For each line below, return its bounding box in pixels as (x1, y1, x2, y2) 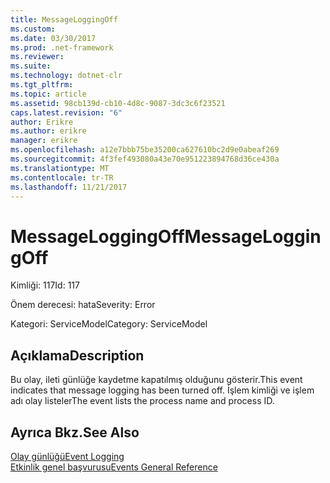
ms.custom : (10, 24, 56, 34)
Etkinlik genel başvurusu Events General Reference (10, 461, 218, 473)
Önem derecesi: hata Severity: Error (10, 299, 156, 311)
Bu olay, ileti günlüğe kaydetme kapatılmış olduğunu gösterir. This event (10, 374, 303, 386)
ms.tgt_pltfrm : (10, 80, 74, 90)
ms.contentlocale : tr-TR (10, 172, 114, 183)
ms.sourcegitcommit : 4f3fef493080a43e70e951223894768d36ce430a (10, 154, 280, 164)
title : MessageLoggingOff (10, 14, 118, 25)
